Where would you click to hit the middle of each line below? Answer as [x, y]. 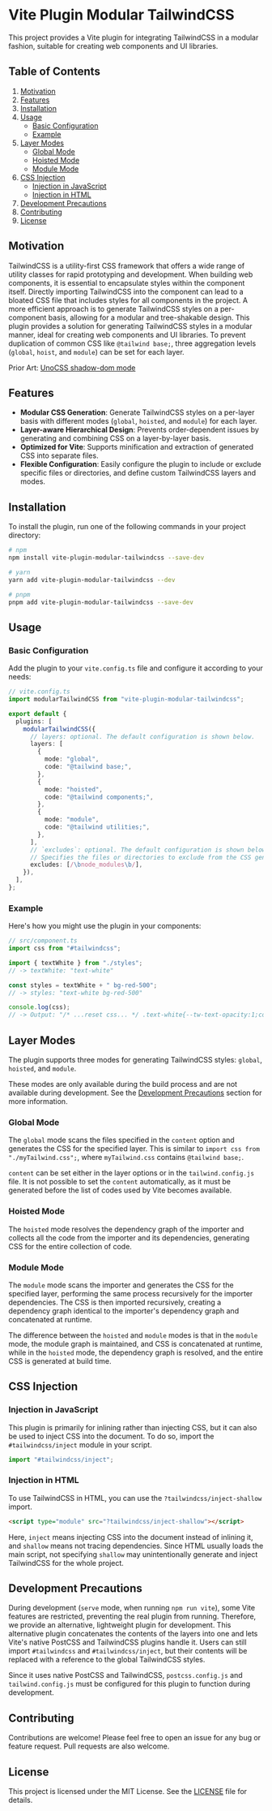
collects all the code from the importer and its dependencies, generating [129, 1238]
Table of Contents [55, 72]
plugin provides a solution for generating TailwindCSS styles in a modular [130, 326]
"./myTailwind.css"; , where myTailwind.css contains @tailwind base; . [126, 1158]
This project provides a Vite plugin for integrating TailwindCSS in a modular [134, 37]
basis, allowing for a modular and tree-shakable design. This [149, 317]
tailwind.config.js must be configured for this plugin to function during [130, 1684]
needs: [20, 677]
